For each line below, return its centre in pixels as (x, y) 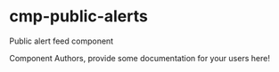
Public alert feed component (62, 41)
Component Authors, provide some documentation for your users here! (139, 58)
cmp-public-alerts (79, 16)
